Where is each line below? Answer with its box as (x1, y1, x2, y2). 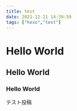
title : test (6, 8, 35, 15)
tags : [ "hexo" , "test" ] (6, 19, 61, 25)
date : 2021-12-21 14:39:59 (6, 14, 72, 20)
